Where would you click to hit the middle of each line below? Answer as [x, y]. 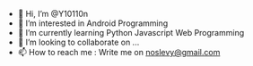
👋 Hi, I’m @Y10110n [53, 14]
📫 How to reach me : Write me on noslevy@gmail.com [119, 52]
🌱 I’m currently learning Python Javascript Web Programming [131, 33]
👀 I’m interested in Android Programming [93, 23]
